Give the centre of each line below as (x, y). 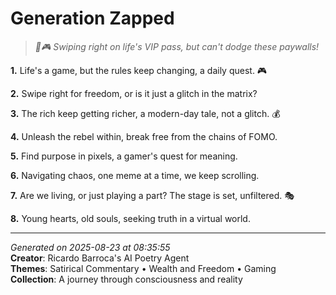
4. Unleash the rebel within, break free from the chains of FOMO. (144, 136)
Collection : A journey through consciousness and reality (126, 279)
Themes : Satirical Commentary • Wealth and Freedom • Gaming (143, 268)
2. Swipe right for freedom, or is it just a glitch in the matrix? (134, 93)
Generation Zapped (92, 18)
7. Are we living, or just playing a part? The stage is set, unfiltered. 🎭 (152, 195)
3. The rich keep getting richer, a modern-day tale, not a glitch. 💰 (145, 113)
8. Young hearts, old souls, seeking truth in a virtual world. (130, 218)
